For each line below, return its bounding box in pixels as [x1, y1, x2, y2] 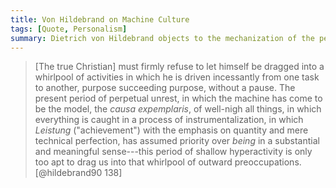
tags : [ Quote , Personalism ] [10, 24, 128, 34]
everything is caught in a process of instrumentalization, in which [34, 114, 304, 126]
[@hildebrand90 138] [34, 167, 123, 179]
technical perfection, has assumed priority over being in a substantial [34, 135, 320, 147]
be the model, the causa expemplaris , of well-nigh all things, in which [34, 103, 322, 115]
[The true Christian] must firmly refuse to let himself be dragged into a [34, 61, 325, 73]
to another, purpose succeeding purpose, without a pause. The [34, 82, 296, 94]
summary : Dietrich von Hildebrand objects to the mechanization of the [10, 33, 315, 43]
